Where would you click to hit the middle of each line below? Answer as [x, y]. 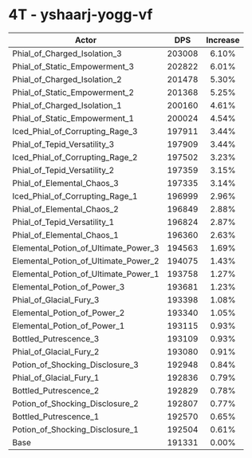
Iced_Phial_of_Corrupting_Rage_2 [75, 157]
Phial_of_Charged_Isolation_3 [67, 53]
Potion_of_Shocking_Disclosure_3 [76, 365]
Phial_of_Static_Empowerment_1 [73, 118]
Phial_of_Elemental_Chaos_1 [66, 235]
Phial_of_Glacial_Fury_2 [56, 351]
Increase [223, 40]
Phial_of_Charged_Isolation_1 [67, 105]
